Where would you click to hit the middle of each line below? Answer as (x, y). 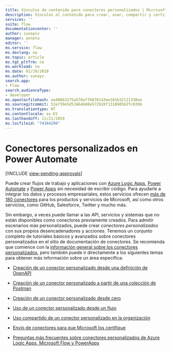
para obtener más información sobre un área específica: (64, 258)
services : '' (19, 19)
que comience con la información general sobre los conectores (72, 247)
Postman (22, 288)
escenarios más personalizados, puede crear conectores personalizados (82, 225)
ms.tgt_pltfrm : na (25, 62)
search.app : (18, 81)
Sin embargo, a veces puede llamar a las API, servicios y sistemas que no (82, 214)
